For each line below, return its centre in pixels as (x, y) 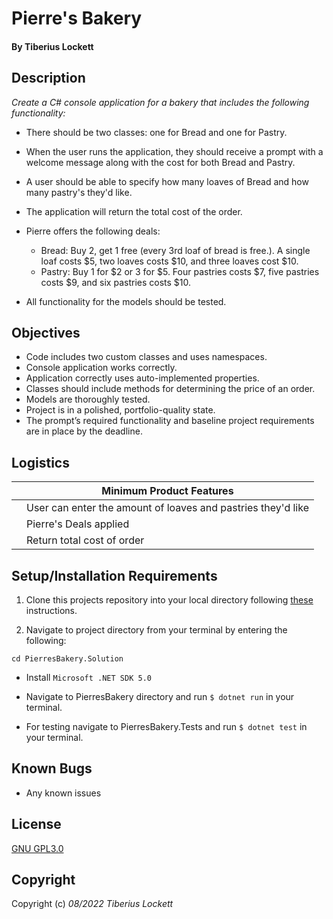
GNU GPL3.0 (37, 848)
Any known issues (63, 793)
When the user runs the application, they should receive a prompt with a (174, 151)
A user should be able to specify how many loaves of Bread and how (167, 181)
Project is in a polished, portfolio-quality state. (120, 410)
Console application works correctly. (101, 368)
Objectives (46, 332)
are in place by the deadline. (84, 431)
